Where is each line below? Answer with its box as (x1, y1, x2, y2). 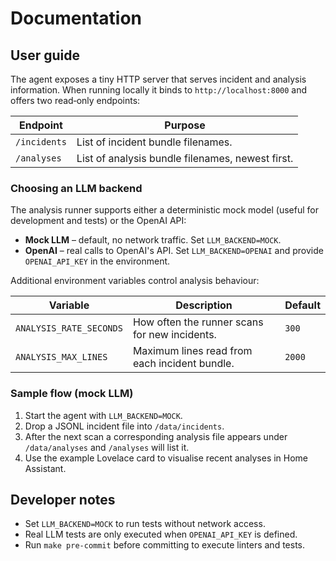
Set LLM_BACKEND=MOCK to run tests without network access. (24, 518, 266, 530)
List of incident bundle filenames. (76, 135, 233, 149)
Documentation (10, 7, 143, 30)
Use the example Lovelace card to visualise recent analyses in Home (24, 452, 309, 464)
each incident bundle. (132, 357, 235, 371)
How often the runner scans (132, 315, 264, 329)
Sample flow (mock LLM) (10, 387, 134, 401)
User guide (10, 47, 80, 64)
